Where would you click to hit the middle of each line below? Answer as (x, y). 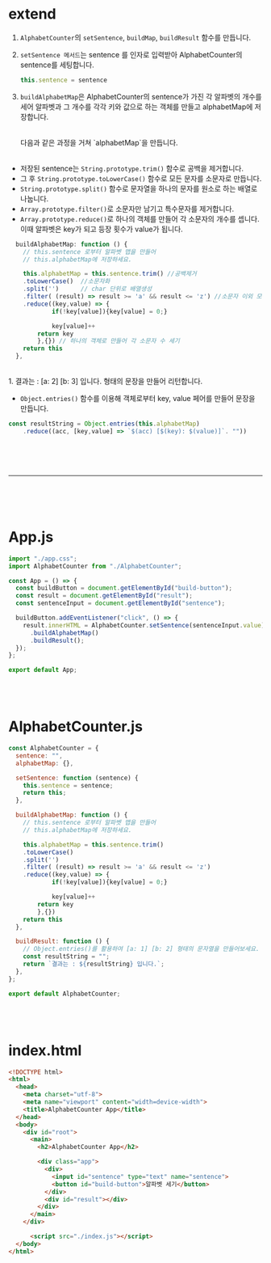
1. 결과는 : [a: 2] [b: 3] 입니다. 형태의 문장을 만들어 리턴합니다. (106, 382)
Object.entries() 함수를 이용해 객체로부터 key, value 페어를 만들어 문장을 (138, 399)
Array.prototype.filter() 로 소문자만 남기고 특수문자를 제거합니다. (127, 209)
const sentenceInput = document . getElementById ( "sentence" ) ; (121, 603)
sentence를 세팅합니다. (57, 65)
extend (32, 14)
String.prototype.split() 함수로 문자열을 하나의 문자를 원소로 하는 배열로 (139, 188)
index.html (45, 1050)
